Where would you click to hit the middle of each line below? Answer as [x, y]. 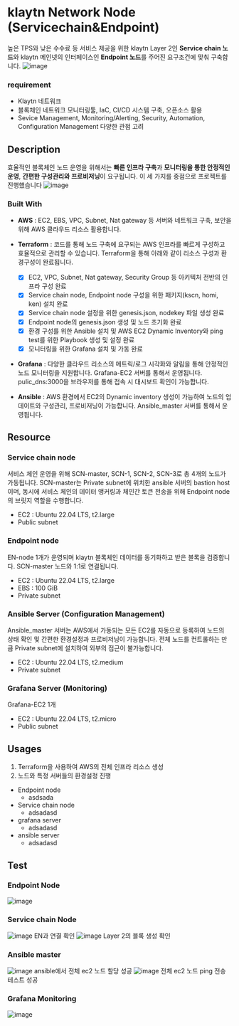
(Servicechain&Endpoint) [84, 27]
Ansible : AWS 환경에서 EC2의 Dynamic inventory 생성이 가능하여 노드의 [121, 396]
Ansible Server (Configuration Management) [86, 614]
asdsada [41, 798]
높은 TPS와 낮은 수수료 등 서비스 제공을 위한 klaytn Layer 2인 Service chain [115, 48]
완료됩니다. [58, 262]
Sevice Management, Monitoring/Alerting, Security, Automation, [111, 118]
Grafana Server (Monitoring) [58, 688]
